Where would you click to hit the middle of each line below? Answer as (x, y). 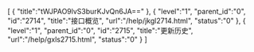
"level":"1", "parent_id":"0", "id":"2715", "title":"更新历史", (100, 30)
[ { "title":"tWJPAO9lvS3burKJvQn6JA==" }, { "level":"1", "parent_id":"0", (127, 11)
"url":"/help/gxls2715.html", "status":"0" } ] (78, 39)
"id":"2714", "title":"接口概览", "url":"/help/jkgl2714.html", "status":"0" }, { (127, 20)
